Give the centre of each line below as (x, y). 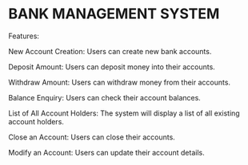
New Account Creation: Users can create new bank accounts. (110, 51)
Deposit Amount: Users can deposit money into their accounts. (112, 67)
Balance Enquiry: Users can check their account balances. (105, 97)
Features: (24, 36)
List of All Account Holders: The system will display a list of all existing (124, 113)
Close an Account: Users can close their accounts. (92, 137)
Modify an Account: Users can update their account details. (107, 152)
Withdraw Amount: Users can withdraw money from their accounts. (119, 82)
